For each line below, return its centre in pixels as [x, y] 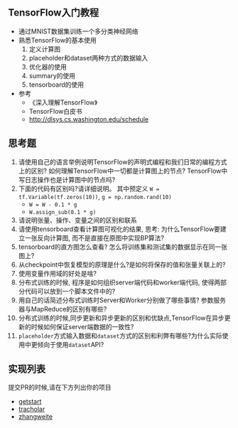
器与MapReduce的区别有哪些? [63, 309]
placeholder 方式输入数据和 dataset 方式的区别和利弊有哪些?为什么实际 [120, 336]
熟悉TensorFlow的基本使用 [57, 40]
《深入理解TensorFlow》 [63, 102]
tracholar [32, 409]
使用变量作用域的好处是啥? [57, 273]
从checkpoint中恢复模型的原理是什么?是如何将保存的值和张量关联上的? [122, 264]
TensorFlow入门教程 [53, 13]
